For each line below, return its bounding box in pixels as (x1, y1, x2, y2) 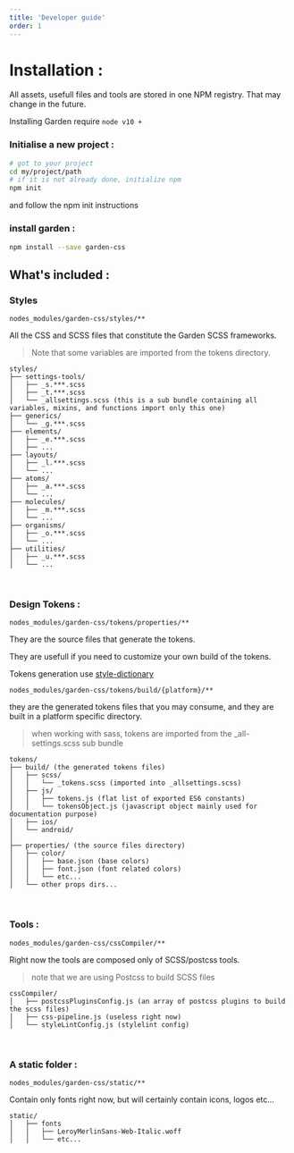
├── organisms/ (9, 521, 66, 530)
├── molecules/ (9, 498, 66, 507)
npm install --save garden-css (9, 242, 126, 251)
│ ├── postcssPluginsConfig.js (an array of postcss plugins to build (9, 997, 286, 1006)
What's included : (9, 267, 110, 282)
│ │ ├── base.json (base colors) (9, 857, 150, 866)
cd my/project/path (9, 167, 82, 176)
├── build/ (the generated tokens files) (9, 763, 166, 772)
